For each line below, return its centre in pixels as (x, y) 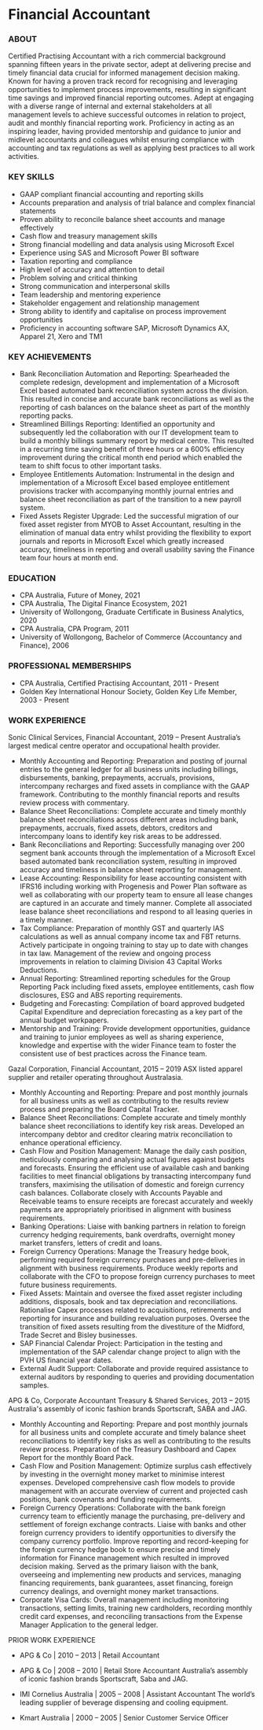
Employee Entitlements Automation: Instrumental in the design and (127, 475)
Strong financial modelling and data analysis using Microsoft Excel (127, 244)
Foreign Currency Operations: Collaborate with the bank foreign (122, 1507)
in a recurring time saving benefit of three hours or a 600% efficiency (132, 449)
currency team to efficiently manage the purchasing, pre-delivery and (132, 1516)
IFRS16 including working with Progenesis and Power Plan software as (133, 886)
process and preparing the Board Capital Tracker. (99, 1109)
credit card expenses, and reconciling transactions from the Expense (131, 1616)
